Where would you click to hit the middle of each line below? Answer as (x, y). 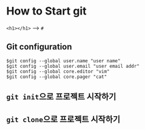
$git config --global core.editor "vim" (58, 71)
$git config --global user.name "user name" (63, 61)
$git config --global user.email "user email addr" (73, 66)
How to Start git (46, 11)
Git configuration (39, 47)
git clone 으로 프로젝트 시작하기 (63, 119)
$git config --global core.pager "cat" (57, 77)
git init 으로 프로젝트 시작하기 (61, 97)
